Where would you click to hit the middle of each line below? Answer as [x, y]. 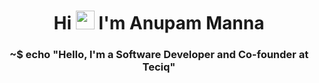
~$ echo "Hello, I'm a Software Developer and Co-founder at [159, 55]
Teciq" [159, 67]
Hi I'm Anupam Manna [159, 23]
